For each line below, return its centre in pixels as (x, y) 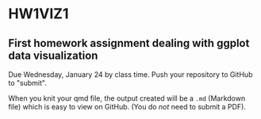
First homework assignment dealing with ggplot (129, 43)
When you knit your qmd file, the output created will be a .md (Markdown (127, 98)
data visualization (53, 55)
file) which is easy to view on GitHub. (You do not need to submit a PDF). (127, 107)
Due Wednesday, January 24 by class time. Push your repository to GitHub (130, 75)
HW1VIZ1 (38, 14)
